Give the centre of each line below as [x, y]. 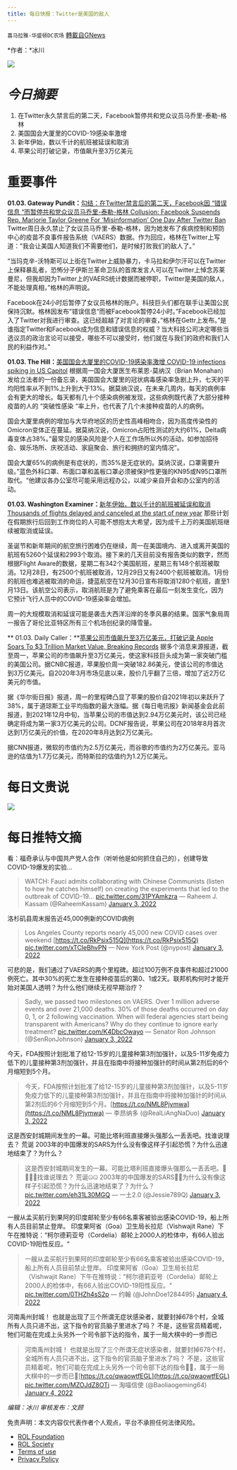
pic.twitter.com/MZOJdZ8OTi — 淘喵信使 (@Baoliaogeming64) [116, 1385]
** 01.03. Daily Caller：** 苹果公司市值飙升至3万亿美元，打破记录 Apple [110, 637]
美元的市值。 [26, 682]
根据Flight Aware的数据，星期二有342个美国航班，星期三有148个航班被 [110, 563]
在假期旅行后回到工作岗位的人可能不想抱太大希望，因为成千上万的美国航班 [115, 521]
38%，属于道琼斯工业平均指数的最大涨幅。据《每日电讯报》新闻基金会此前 [116, 705]
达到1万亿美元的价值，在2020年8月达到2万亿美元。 [82, 732]
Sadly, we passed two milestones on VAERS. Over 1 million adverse [122, 1002]
